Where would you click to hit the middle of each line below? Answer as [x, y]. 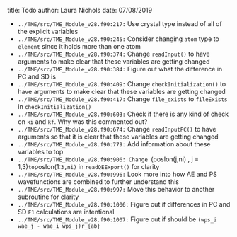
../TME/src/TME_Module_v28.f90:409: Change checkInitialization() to [122, 84]
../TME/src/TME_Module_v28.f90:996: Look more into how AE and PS [117, 174]
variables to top [40, 152]
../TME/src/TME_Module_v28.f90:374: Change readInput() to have [114, 54]
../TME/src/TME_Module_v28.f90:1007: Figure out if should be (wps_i [117, 219]
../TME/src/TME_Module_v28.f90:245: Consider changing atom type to [118, 39]
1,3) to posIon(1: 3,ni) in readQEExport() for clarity [88, 167]
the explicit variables [48, 31]
